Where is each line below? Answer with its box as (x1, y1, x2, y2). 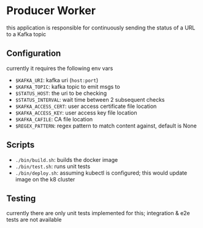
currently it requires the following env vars (6, 64, 113, 72)
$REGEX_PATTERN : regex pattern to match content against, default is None (15, 122, 197, 129)
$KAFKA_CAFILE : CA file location (15, 115, 93, 123)
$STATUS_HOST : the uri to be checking (15, 89, 107, 97)
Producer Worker (6, 4, 96, 18)
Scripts (6, 140, 35, 150)
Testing (6, 193, 36, 203)
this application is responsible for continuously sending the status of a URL (6, 24, 196, 31)
